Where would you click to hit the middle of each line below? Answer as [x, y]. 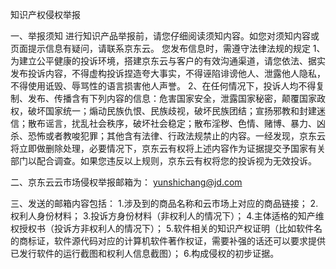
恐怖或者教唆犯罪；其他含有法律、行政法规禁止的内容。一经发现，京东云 [176, 136]
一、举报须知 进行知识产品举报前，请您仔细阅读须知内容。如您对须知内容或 [165, 36]
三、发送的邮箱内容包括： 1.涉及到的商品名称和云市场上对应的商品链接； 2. [164, 203]
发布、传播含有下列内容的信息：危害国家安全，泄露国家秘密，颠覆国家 [172, 98]
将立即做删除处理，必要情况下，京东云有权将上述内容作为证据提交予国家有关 [168, 148]
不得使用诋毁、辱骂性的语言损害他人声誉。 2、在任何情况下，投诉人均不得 [163, 86]
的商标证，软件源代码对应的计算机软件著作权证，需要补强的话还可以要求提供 [168, 241]
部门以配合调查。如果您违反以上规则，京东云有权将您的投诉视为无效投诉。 [163, 161]
